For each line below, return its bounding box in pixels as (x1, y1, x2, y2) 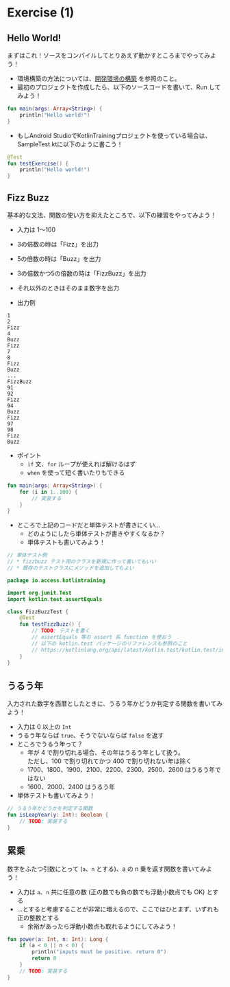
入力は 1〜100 (16, 225, 56, 234)
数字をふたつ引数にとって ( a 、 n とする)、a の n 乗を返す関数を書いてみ (7, 864, 207, 873)
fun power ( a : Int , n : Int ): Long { (7, 935, 109, 942)
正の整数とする (16, 914, 60, 922)
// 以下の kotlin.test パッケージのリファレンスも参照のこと (31, 640, 188, 647)
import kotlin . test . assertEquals (7, 595, 103, 602)
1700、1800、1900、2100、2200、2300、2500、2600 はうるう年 (27, 766, 216, 774)
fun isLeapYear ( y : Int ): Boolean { (7, 812, 109, 819)
